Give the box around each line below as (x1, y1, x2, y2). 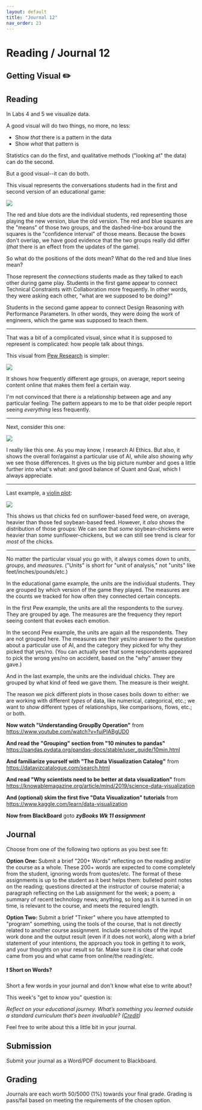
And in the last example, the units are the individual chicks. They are (6, 672, 176, 679)
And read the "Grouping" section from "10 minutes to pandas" (6, 740, 165, 747)
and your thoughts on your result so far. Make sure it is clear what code (6, 945, 183, 953)
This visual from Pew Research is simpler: (6, 352, 110, 359)
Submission (6, 1041, 52, 1051)
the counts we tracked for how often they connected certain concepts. (6, 592, 182, 600)
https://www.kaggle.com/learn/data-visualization (6, 800, 128, 807)
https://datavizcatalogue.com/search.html (6, 764, 110, 771)
